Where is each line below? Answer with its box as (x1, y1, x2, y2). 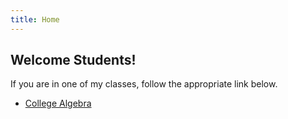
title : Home (10, 14, 60, 25)
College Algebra (24, 97, 92, 110)
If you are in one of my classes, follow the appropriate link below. (10, 78, 278, 90)
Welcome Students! (10, 52, 137, 69)
